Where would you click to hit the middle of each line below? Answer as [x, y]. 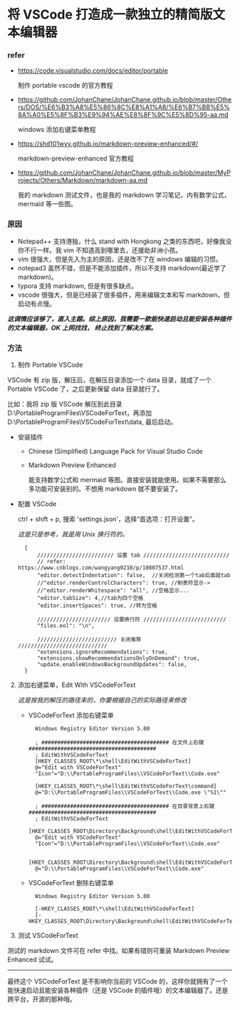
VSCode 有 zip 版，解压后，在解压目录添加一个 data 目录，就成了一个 [110, 380]
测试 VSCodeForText [48, 936]
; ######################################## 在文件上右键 [119, 743]
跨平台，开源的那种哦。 [42, 999]
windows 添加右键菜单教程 [57, 130]
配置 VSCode [37, 504]
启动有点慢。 [36, 303]
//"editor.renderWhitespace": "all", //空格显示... [113, 591]
